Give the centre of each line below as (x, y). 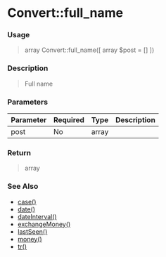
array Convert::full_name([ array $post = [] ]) (89, 50)
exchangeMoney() (44, 224)
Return (19, 153)
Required (69, 120)
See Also (23, 186)
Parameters (27, 102)
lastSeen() (32, 231)
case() (27, 202)
